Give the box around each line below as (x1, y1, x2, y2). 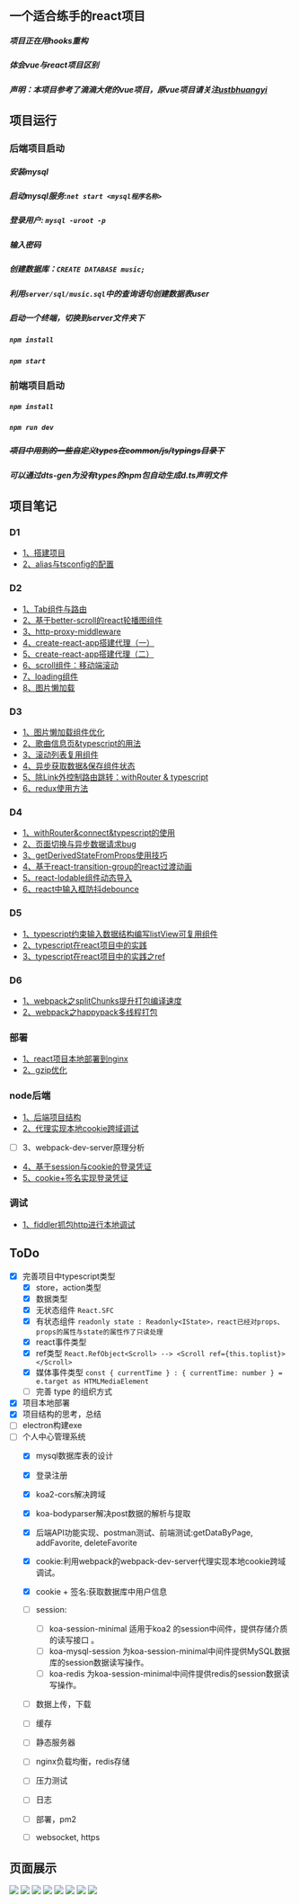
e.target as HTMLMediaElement (35, 1377, 150, 1387)
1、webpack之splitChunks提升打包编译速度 (22, 995, 182, 1006)
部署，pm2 (35, 1813, 76, 1824)
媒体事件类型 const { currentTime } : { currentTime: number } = (35, 1367, 283, 1378)
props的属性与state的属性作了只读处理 (35, 1327, 163, 1336)
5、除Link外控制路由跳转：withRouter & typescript (22, 772, 209, 782)
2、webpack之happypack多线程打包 (22, 1006, 158, 1017)
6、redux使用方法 (22, 783, 89, 794)
